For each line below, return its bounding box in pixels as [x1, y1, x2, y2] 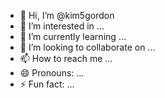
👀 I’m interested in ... [19, 20, 105, 32]
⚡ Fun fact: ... [19, 78, 75, 90]
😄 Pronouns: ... [19, 67, 85, 79]
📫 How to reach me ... [19, 53, 113, 64]
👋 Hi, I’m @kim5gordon [19, 10, 115, 21]
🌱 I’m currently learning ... [19, 31, 127, 42]
